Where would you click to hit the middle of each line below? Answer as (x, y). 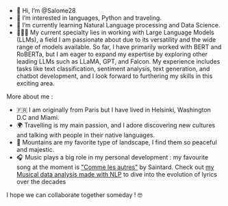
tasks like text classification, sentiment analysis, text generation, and (113, 69)
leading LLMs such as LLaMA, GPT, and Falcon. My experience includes (118, 61)
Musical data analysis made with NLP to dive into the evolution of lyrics (116, 174)
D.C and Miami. (38, 117)
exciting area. (36, 83)
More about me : (30, 96)
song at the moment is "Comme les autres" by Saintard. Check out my (115, 167)
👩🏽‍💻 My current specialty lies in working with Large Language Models (115, 32)
